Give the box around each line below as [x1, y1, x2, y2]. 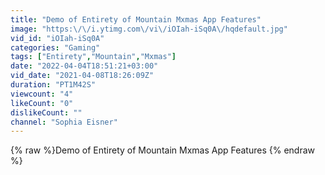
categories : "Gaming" [10, 42, 101, 53]
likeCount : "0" [10, 98, 74, 108]
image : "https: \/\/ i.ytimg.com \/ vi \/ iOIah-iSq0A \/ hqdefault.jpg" [10, 24, 288, 34]
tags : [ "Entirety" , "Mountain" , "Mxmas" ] [10, 52, 177, 62]
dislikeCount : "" [10, 107, 83, 118]
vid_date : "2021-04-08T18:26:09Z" [10, 71, 155, 81]
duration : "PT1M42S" [10, 80, 97, 90]
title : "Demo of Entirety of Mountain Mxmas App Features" [10, 14, 262, 25]
